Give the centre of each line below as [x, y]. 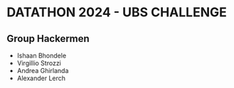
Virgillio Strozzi [39, 63]
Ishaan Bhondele [42, 55]
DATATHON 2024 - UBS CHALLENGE [117, 12]
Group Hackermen [48, 39]
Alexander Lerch [41, 78]
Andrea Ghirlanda [43, 71]
